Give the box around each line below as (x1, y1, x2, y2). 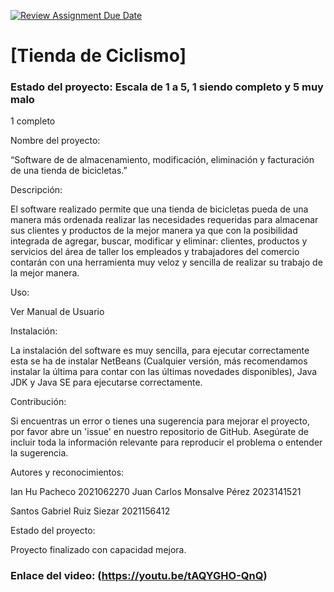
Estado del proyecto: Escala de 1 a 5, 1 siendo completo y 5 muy (10, 80, 324, 94)
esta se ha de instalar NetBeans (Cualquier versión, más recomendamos (10, 355, 308, 367)
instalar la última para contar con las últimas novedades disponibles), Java (10, 366, 318, 378)
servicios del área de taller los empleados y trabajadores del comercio (10, 246, 300, 258)
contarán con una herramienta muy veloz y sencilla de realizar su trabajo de (10, 256, 323, 269)
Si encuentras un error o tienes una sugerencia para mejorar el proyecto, (10, 415, 310, 427)
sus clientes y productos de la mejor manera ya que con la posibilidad (10, 225, 298, 237)
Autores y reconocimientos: (10, 466, 125, 479)
